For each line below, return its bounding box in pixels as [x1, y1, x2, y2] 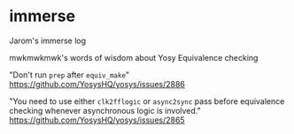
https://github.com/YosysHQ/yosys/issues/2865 [9, 115, 185, 125]
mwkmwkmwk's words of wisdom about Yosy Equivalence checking [9, 52, 259, 63]
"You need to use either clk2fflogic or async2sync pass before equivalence [9, 95, 285, 107]
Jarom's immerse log [9, 35, 87, 46]
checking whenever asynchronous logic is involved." [9, 105, 201, 115]
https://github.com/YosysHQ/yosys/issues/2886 [9, 78, 186, 89]
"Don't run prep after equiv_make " [9, 69, 130, 80]
